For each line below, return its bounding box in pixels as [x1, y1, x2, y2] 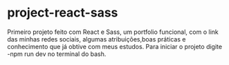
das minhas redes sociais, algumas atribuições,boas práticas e [7, 35, 186, 43]
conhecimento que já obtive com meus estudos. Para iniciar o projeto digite [7, 42, 223, 50]
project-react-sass [7, 5, 118, 21]
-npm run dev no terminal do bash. [7, 50, 107, 58]
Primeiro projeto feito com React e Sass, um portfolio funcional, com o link [7, 28, 219, 36]
